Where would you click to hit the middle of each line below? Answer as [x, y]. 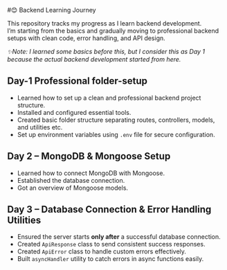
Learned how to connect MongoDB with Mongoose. [91, 173]
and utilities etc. [40, 127]
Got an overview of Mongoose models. [73, 188]
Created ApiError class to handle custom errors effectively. [102, 251]
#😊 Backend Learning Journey [52, 10]
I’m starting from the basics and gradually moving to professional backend [113, 31]
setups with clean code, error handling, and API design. [87, 38]
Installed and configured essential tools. [74, 112]
